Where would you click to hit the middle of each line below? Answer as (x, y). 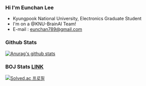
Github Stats (21, 42)
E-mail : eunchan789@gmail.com (47, 29)
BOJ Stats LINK (25, 66)
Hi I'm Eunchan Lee (30, 8)
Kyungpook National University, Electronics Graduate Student (77, 19)
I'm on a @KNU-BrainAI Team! (44, 24)
